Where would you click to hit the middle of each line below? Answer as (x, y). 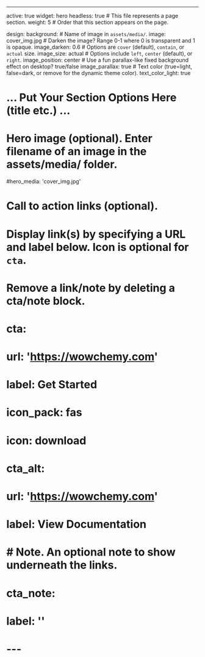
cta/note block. (46, 301)
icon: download (46, 441)
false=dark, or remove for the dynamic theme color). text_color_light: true (99, 73)
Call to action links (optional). (82, 206)
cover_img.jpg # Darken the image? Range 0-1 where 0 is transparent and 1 (101, 41)
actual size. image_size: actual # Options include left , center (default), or (99, 53)
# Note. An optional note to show (91, 552)
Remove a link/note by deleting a (91, 288)
